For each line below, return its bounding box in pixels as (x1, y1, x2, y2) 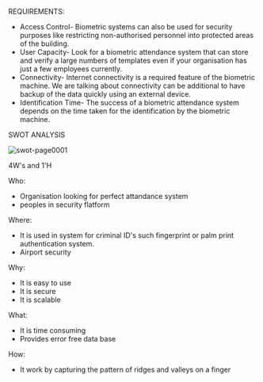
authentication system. (19, 239, 95, 248)
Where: (8, 216, 32, 224)
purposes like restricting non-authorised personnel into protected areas (19, 31, 254, 40)
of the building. (19, 39, 70, 48)
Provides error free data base (19, 334, 116, 343)
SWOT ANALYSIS (8, 130, 66, 139)
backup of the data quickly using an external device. (19, 90, 192, 98)
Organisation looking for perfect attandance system (19, 192, 189, 201)
